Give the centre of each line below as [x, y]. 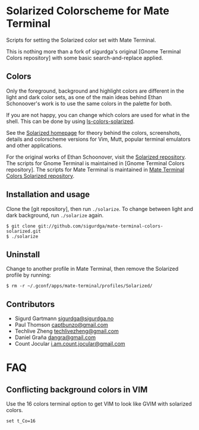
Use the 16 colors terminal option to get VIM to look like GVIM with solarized [99, 404]
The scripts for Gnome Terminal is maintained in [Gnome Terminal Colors [95, 163]
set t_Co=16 [21, 421]
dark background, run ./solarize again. [55, 215]
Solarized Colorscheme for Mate [88, 11]
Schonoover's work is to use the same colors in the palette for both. [89, 103]
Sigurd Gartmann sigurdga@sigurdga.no [64, 318]
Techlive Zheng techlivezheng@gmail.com [67, 331]
